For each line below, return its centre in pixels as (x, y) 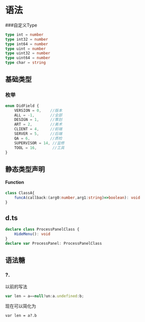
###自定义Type (21, 25)
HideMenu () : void (32, 234)
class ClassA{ (20, 193)
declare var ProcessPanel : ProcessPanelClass (53, 244)
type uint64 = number (28, 58)
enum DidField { (22, 106)
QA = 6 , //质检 (38, 138)
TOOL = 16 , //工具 (39, 148)
